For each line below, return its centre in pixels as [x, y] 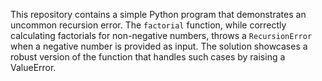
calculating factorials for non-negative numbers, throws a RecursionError [161, 35]
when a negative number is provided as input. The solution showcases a [159, 46]
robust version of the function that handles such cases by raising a [148, 57]
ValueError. [33, 67]
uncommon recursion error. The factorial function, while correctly [148, 25]
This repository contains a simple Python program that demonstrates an [158, 14]
